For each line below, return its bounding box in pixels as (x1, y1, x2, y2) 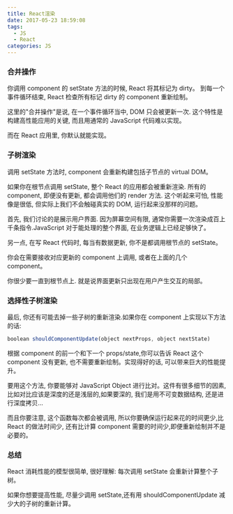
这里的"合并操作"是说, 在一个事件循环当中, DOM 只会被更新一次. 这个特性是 (7, 107, 223, 116)
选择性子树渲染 (7, 296, 58, 305)
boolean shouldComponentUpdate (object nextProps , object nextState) (7, 335, 211, 342)
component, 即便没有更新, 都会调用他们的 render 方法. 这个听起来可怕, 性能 (7, 191, 223, 199)
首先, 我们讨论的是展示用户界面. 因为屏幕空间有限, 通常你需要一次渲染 (7, 214, 207, 223)
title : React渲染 (7, 10, 56, 17)
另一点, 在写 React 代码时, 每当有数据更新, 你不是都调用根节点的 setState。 (7, 238, 222, 246)
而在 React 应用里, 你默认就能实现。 (7, 131, 110, 139)
